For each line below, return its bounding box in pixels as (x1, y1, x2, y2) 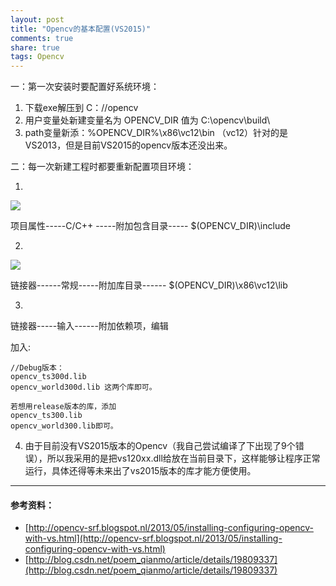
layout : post (10, 14, 65, 25)
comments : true (10, 33, 74, 43)
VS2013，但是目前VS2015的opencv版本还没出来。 (24, 139, 233, 151)
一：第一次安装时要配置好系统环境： (10, 81, 160, 93)
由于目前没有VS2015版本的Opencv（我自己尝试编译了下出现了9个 (24, 440, 296, 452)
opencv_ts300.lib (10, 411, 83, 421)
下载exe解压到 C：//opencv (24, 102, 139, 114)
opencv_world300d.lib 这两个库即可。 (10, 382, 157, 393)
